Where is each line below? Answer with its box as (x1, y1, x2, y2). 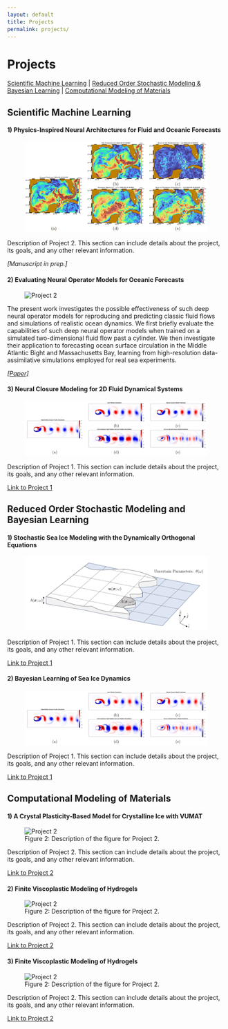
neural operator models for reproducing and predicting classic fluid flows (7, 312, 216, 320)
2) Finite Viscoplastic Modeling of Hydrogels (7, 885, 138, 893)
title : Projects (7, 18, 54, 26)
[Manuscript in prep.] (7, 260, 68, 268)
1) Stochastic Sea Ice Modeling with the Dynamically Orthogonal (7, 533, 196, 542)
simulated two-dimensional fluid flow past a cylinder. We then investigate (7, 334, 216, 342)
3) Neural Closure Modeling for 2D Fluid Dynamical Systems (7, 385, 183, 393)
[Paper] (7, 369, 29, 377)
